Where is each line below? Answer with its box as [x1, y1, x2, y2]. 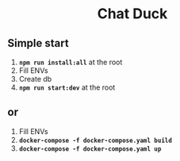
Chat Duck [97, 5, 168, 23]
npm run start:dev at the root [18, 82, 116, 92]
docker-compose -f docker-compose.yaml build [18, 136, 172, 144]
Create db [18, 75, 52, 83]
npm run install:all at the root [18, 57, 123, 67]
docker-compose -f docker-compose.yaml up [18, 144, 162, 153]
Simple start [7, 36, 69, 50]
